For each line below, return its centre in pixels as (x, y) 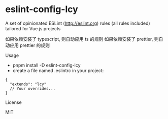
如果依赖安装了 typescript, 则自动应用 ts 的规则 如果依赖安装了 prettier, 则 (82, 39)
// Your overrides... (33, 88)
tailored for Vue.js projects (33, 28)
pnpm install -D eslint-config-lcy (46, 65)
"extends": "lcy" (28, 84)
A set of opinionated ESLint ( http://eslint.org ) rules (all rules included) (78, 23)
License (13, 102)
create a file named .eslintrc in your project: (58, 70)
